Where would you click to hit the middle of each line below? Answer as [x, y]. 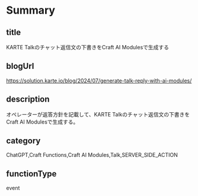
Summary [31, 10]
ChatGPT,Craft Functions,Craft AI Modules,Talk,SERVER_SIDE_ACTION [92, 155]
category [23, 141]
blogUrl [20, 66]
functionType [31, 174]
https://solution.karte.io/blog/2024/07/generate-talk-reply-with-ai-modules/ [99, 80]
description [28, 99]
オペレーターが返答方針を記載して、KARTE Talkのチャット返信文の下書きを [98, 114]
